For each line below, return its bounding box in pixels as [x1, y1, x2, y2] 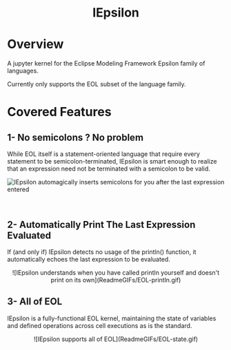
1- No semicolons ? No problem [7, 131, 143, 143]
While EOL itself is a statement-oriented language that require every [7, 150, 200, 158]
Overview [7, 37, 64, 52]
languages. [7, 67, 39, 75]
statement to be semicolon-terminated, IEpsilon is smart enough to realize [7, 157, 217, 166]
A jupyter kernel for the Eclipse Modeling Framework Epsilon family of [7, 59, 205, 68]
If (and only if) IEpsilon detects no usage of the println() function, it [7, 247, 197, 256]
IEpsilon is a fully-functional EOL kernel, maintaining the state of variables [7, 314, 217, 322]
